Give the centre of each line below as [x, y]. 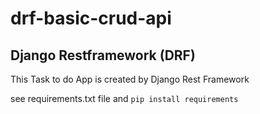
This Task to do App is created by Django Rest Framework [130, 79]
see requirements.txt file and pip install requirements [124, 98]
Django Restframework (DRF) [103, 55]
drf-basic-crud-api [91, 18]
